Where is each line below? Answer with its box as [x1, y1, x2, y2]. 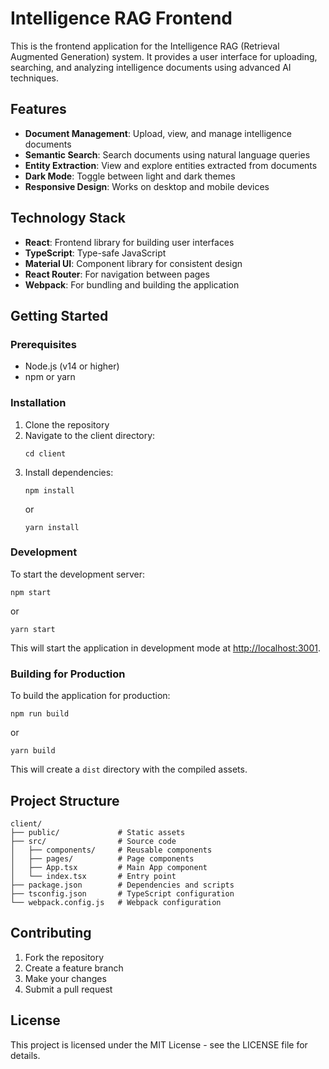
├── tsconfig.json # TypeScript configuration [10, 888, 235, 899]
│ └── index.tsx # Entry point [10, 871, 177, 881]
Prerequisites [10, 337, 77, 351]
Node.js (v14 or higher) [24, 360, 120, 372]
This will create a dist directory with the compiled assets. [10, 763, 248, 776]
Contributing [10, 925, 92, 942]
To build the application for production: [10, 690, 171, 702]
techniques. [10, 72, 59, 84]
